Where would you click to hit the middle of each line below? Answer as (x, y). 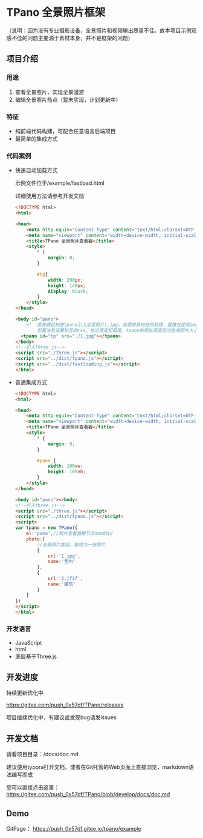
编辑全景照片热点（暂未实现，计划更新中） (68, 99)
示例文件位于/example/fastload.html (60, 183)
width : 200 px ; (65, 280)
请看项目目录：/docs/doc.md (42, 754)
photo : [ (36, 539)
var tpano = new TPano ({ (46, 528)
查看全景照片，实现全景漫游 (50, 92)
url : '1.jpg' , (64, 556)
